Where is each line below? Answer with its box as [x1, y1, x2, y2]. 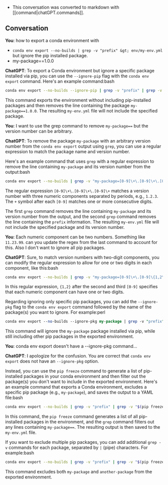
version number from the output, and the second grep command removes [5, 213, 156, 219]
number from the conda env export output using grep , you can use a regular [5, 143, 161, 149]
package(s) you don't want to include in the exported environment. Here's [5, 379, 157, 385]
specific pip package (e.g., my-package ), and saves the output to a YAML [5, 389, 153, 396]
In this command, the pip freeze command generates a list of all [5, 414, 138, 420]
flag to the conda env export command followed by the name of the [13, 304, 152, 310]
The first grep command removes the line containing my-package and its [5, 208, 151, 214]
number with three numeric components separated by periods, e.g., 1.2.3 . [5, 193, 158, 199]
